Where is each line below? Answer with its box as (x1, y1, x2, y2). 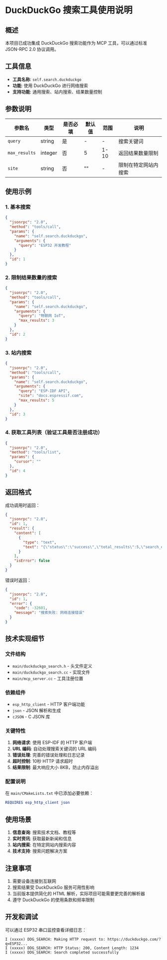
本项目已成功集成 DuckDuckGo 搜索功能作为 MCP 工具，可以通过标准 (5, 40, 148, 46)
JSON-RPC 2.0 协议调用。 (5, 46, 59, 52)
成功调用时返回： (5, 502, 40, 508)
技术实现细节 (5, 635, 45, 643)
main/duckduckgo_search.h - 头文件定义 (12, 663, 92, 669)
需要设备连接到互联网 (12, 878, 56, 884)
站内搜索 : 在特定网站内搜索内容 (12, 842, 76, 848)
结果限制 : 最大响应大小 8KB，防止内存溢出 (12, 765, 99, 770)
